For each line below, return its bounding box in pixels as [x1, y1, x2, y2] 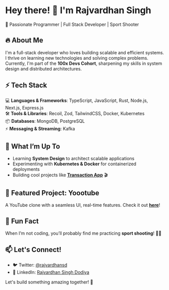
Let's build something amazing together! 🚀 [5, 279, 93, 285]
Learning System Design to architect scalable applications [12, 156, 135, 162]
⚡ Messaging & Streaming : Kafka [5, 125, 75, 131]
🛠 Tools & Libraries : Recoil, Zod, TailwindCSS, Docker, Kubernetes [5, 110, 145, 116]
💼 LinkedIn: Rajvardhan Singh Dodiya [12, 269, 89, 275]
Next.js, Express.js [5, 104, 44, 111]
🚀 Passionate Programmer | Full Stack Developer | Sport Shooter [5, 21, 139, 27]
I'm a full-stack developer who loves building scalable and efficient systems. [5, 49, 164, 55]
